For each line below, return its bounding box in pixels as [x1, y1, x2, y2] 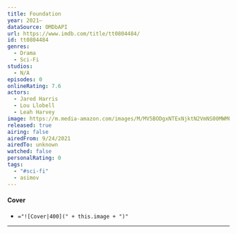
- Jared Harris [13, 96, 59, 103]
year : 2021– [7, 17, 42, 24]
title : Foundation [7, 10, 61, 18]
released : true [7, 121, 52, 129]
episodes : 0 [7, 75, 42, 83]
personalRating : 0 [7, 154, 61, 162]
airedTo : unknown [7, 142, 59, 149]
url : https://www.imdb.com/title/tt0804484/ [7, 30, 140, 37]
